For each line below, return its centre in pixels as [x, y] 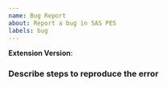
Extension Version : [41, 53]
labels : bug [28, 30]
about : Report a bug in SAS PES [62, 23]
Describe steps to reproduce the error [83, 74]
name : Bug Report [37, 16]
